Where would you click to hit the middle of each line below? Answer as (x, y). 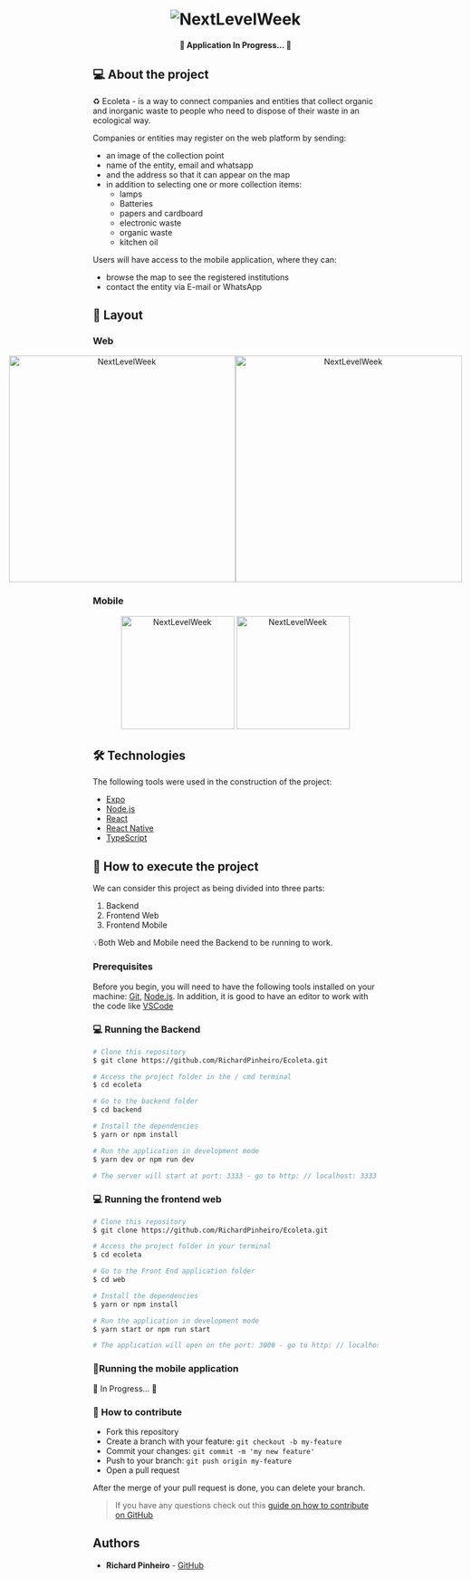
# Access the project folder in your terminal (182, 1247)
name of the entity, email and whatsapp (179, 165)
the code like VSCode (133, 1006)
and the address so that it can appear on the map (198, 174)
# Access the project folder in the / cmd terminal (192, 1077)
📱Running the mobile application (166, 1369)
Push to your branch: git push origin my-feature (199, 1460)
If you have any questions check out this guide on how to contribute (242, 1505)
